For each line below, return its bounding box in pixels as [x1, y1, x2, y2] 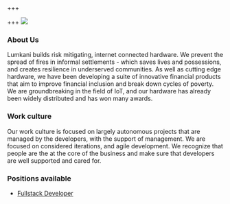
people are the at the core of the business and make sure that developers [7, 149, 215, 157]
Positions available [7, 173, 71, 183]
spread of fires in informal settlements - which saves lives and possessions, [7, 58, 222, 66]
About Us [7, 35, 39, 45]
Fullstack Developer [16, 189, 73, 197]
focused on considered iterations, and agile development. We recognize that [7, 141, 223, 150]
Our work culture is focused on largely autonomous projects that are [7, 127, 200, 135]
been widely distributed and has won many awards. [7, 94, 153, 103]
